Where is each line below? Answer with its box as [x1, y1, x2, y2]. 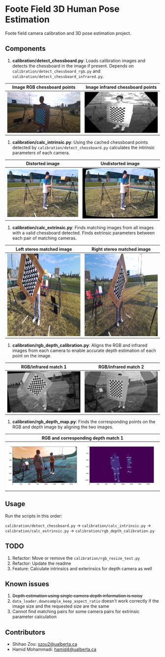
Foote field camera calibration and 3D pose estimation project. [5, 30, 132, 36]
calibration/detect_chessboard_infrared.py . [12, 73, 104, 79]
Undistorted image [100, 161, 140, 167]
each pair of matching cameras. [12, 235, 77, 241]
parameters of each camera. [12, 149, 70, 156]
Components [5, 44, 46, 53]
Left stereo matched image [15, 246, 72, 252]
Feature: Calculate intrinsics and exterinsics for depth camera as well [12, 565, 152, 571]
